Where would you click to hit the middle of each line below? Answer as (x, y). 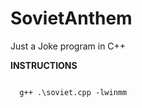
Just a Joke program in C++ (68, 46)
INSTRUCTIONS (44, 65)
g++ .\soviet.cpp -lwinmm (73, 92)
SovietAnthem (71, 18)
